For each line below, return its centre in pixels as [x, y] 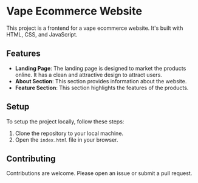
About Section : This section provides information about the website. [101, 81]
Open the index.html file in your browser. [67, 140]
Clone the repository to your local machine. [69, 133]
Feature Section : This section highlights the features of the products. [102, 88]
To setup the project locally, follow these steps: [65, 121]
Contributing [31, 158]
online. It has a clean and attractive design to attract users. [88, 75]
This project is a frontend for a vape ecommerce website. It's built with [95, 28]
